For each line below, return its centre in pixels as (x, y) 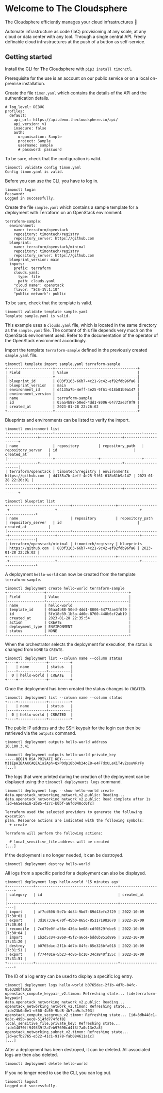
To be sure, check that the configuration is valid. (53, 158)
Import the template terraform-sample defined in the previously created (76, 350)
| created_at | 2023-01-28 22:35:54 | (68, 618)
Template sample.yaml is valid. (38, 316)
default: (18, 115)
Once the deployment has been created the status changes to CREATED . (76, 688)
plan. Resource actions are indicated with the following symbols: (75, 820)
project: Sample (34, 141)
